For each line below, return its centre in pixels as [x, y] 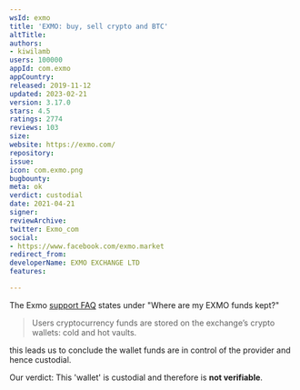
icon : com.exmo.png [46, 170]
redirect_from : [38, 255]
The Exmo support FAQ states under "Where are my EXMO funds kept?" [145, 305]
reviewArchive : [38, 220]
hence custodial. [40, 359]
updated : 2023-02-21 [49, 94]
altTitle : [28, 35]
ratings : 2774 [36, 119]
